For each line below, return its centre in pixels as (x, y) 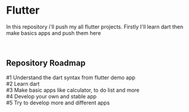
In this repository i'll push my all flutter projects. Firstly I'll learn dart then (95, 27)
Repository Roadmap (46, 63)
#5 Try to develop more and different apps (58, 103)
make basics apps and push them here (53, 33)
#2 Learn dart (23, 84)
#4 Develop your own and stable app (51, 96)
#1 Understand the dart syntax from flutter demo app (71, 77)
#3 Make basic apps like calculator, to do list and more (73, 90)
